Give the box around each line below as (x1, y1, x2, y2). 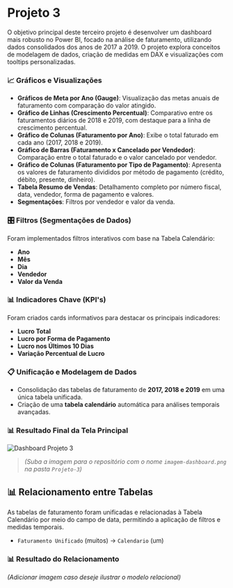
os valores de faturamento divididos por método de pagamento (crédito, (17, 168, 225, 176)
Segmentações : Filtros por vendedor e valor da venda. (17, 197, 175, 206)
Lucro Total (17, 326, 51, 336)
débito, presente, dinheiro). (17, 176, 95, 184)
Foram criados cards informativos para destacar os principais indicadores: (7, 313, 220, 322)
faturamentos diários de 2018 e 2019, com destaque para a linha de (17, 116, 211, 125)
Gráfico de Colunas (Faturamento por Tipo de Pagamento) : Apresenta (17, 160, 222, 169)
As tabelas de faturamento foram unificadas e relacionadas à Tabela (7, 508, 203, 517)
